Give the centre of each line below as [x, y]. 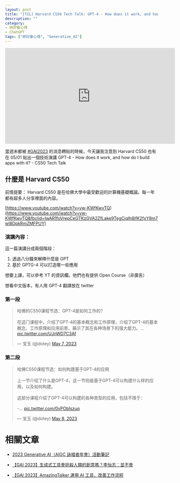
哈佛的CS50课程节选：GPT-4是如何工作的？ [61, 311]
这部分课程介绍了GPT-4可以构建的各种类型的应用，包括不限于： [81, 398]
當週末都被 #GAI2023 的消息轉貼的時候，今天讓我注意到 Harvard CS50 [76, 151]
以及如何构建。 [41, 386]
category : [15, 23]
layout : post [18, 9]
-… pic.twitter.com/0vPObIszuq [48, 408]
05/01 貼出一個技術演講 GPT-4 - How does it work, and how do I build [80, 157]
